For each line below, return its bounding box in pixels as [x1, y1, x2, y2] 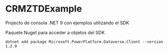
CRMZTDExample [5, 3, 82, 15]
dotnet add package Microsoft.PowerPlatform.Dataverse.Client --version [5, 39, 163, 44]
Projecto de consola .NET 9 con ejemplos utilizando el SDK [5, 20, 129, 26]
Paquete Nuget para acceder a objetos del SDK [5, 29, 105, 35]
